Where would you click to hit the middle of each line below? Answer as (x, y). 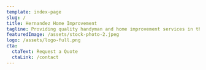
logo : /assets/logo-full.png (44, 40)
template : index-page (34, 12)
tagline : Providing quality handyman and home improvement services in (100, 29)
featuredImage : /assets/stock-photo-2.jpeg (63, 35)
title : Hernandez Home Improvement (52, 23)
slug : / (16, 18)
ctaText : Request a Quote (45, 52)
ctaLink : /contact (36, 57)
